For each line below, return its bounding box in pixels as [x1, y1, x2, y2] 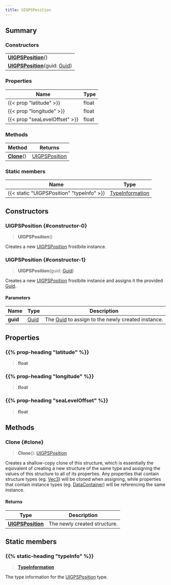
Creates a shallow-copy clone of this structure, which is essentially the [5, 460, 154, 466]
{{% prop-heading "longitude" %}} [5, 373, 94, 380]
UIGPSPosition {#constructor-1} [5, 256, 86, 263]
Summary [5, 26, 37, 35]
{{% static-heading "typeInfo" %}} [5, 552, 94, 560]
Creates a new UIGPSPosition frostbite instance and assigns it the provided [5, 278, 163, 284]
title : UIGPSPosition [5, 7, 51, 13]
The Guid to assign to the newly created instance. [45, 316, 163, 323]
